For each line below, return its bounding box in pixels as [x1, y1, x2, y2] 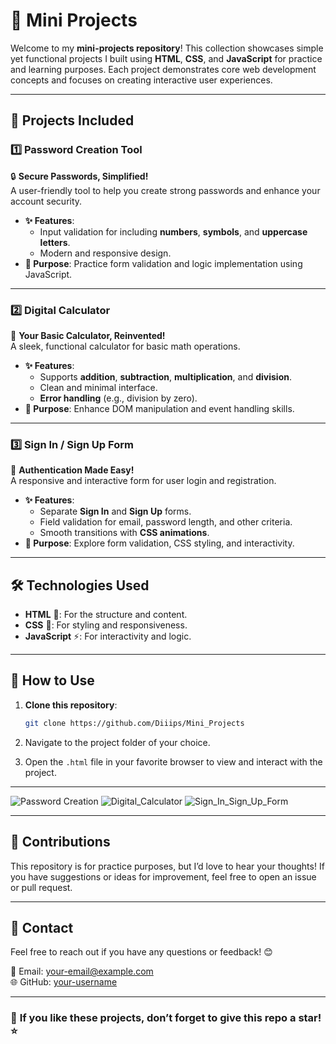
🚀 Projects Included [10, 112, 135, 129]
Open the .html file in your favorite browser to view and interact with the [24, 755, 323, 768]
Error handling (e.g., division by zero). [39, 392, 198, 404]
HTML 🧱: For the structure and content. [24, 609, 188, 621]
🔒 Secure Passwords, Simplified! [10, 170, 149, 182]
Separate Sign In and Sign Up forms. [39, 505, 192, 518]
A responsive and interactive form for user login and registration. [10, 475, 277, 487]
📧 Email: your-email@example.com [10, 965, 154, 978]
